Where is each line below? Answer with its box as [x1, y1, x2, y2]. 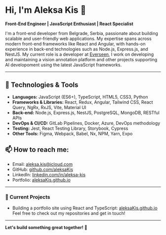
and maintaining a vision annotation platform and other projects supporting [5, 56, 158, 62]
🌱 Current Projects [5, 194, 50, 200]
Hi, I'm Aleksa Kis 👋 [5, 4, 86, 16]
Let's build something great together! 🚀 [5, 224, 87, 230]
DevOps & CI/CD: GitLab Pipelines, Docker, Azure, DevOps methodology [12, 120, 161, 126]
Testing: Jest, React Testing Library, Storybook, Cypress [12, 125, 128, 131]
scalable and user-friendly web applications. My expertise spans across [5, 36, 152, 41]
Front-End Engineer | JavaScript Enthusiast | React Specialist [5, 21, 133, 27]
